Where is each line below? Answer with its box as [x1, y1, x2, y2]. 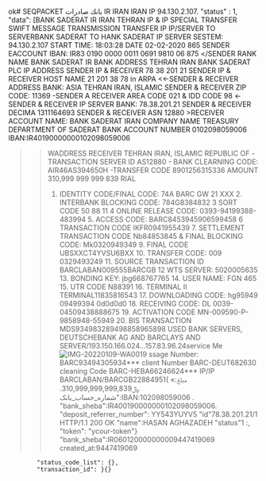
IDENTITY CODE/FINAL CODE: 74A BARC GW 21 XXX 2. [59, 190, 243, 198]
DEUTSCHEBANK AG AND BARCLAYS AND [59, 333, 201, 342]
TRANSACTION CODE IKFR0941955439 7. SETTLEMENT [59, 223, 245, 233]
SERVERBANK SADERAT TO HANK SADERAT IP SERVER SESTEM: [8, 32, 224, 41]
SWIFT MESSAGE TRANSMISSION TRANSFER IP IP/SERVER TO [8, 24, 216, 33]
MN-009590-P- [197, 307, 249, 317]
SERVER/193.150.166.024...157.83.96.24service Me [59, 341, 223, 350]
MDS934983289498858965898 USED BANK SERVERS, [59, 325, 243, 333]
